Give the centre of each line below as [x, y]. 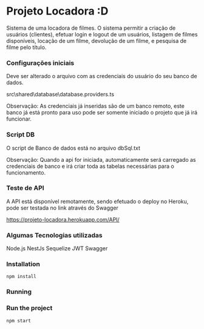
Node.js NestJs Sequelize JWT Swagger [57, 248]
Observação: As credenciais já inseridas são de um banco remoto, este [96, 106]
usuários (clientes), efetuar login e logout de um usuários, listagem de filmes [102, 34]
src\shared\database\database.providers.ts [60, 95]
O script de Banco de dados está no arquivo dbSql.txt [73, 148]
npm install [21, 277]
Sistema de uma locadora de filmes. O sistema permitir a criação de [91, 28]
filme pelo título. [26, 47]
